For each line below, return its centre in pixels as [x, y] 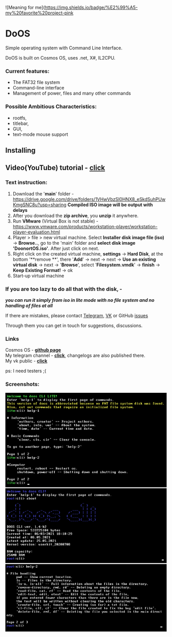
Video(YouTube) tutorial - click [55, 168]
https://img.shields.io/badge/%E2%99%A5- [91, 7]
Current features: [27, 71]
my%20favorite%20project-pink [39, 13]
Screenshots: [23, 384]
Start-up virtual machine [38, 276]
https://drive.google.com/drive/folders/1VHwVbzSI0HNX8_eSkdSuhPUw [89, 199]
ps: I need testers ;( [26, 371]
